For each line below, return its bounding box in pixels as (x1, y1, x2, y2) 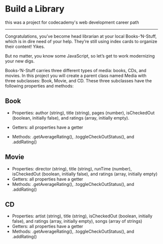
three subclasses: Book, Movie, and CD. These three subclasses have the (5, 77, 152, 83)
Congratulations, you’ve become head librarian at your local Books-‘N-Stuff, (5, 33, 157, 39)
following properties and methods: (5, 83, 74, 89)
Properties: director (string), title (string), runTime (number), (12, 166, 132, 171)
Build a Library (5, 3, 65, 15)
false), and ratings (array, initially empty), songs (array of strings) (12, 218, 143, 224)
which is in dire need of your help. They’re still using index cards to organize (5, 38, 158, 44)
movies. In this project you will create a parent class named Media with (5, 73, 147, 78)
